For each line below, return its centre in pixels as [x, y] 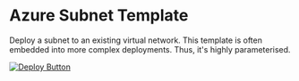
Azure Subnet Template [99, 16]
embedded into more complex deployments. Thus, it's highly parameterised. [150, 49]
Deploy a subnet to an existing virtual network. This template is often [136, 40]
